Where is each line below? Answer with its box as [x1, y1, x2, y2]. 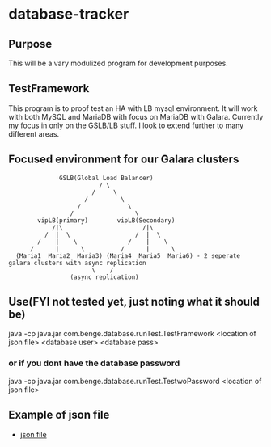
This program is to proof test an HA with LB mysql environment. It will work [8, 103, 258, 113]
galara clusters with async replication [8, 259, 147, 267]
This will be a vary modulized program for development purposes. [8, 58, 228, 68]
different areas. [8, 129, 60, 138]
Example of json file [8, 408, 110, 422]
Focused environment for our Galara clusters [8, 153, 239, 167]
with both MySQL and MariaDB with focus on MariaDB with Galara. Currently [8, 112, 264, 121]
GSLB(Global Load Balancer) [59, 174, 154, 182]
